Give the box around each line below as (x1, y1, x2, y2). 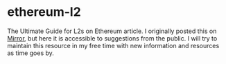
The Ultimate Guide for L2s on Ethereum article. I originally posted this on (7, 27, 217, 35)
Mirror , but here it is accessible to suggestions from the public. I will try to (7, 34, 218, 42)
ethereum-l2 (7, 4, 81, 20)
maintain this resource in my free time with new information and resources (7, 41, 220, 50)
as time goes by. (7, 49, 54, 57)
